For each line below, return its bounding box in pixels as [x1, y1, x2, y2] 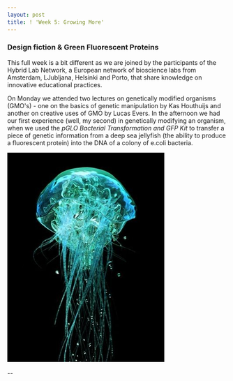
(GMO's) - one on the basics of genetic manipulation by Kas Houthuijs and [7, 101, 221, 110]
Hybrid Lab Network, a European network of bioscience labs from [7, 66, 197, 74]
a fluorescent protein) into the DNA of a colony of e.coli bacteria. [7, 138, 193, 147]
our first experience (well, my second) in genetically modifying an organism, [7, 116, 226, 125]
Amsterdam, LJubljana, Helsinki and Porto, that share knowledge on [7, 73, 202, 82]
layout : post [7, 11, 45, 18]
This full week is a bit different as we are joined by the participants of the [7, 58, 217, 66]
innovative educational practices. [7, 80, 103, 89]
